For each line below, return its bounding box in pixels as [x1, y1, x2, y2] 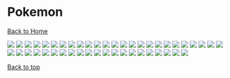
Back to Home [7, 27, 48, 35]
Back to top [7, 63, 40, 71]
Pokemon [7, 4, 63, 20]
